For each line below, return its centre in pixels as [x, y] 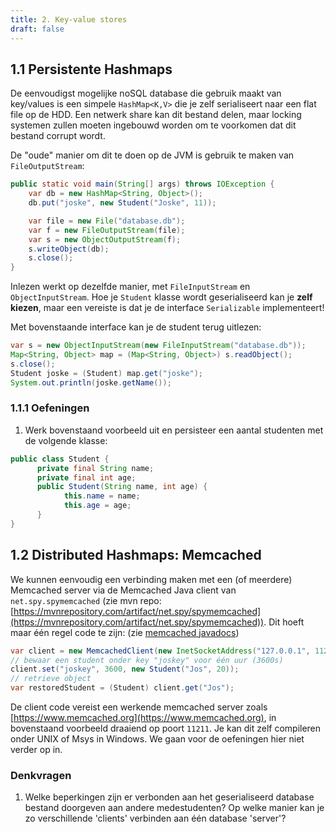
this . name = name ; [102, 496]
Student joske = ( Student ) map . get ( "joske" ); [106, 373]
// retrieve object [51, 679]
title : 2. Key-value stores [69, 19]
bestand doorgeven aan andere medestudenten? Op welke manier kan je [174, 808]
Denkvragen [41, 775]
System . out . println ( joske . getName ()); [91, 382]
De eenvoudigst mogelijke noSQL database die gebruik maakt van [146, 93]
